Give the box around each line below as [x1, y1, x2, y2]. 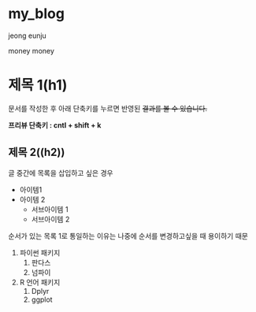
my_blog [8, 5, 65, 23]
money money [8, 46, 55, 55]
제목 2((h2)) [8, 146, 65, 159]
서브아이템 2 [31, 214, 70, 224]
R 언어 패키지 [19, 277, 61, 287]
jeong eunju [8, 31, 47, 40]
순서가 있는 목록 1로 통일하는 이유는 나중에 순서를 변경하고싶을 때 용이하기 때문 [8, 231, 248, 240]
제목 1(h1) [8, 76, 68, 95]
